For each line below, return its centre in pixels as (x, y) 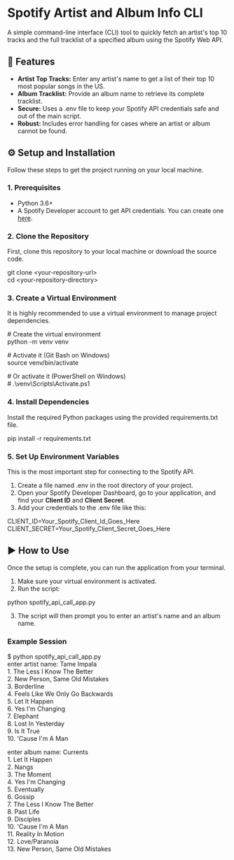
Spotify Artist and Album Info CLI (105, 13)
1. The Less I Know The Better (50, 671)
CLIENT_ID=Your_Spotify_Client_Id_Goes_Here (74, 521)
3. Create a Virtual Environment (62, 298)
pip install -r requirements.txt (49, 438)
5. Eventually (26, 789)
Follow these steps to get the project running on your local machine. (105, 170)
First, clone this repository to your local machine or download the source (112, 252)
